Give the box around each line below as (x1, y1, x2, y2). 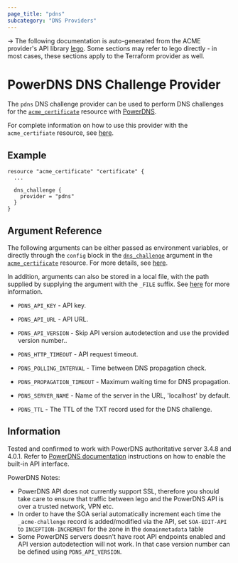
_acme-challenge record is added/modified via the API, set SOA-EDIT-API (17, 517, 227, 525)
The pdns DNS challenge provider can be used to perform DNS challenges (7, 100, 224, 109)
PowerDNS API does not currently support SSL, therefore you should (17, 487, 220, 496)
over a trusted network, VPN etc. (17, 502, 114, 510)
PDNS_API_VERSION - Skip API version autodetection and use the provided (17, 329, 229, 337)
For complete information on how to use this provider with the (7, 121, 188, 130)
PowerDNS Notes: (7, 473, 60, 481)
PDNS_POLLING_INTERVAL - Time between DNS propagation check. (17, 364, 207, 373)
